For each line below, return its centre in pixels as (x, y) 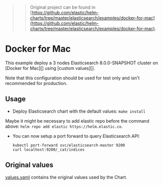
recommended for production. (36, 83)
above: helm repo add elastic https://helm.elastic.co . (64, 126)
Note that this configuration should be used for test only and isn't (72, 78)
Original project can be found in (63, 7)
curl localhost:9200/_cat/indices (48, 150)
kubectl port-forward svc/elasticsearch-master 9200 (69, 145)
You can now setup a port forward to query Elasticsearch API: (76, 136)
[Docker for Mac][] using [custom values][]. (50, 68)
